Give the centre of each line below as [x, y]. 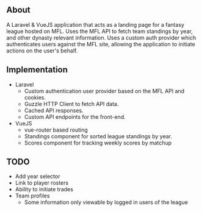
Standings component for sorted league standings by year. [98, 136]
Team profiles [32, 196]
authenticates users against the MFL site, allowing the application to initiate [101, 44]
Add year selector [38, 177]
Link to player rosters [42, 183]
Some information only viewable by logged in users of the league [106, 202]
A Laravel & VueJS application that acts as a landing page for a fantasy [96, 24]
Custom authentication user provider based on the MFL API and [104, 91]
